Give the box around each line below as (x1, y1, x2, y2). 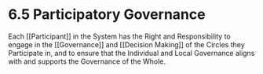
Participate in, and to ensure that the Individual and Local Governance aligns (8, 48, 255, 57)
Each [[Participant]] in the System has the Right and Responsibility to (8, 31, 231, 41)
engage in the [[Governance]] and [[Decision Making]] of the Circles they (8, 39, 245, 49)
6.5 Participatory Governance (8, 6, 206, 24)
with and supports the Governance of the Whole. (8, 57, 166, 66)
